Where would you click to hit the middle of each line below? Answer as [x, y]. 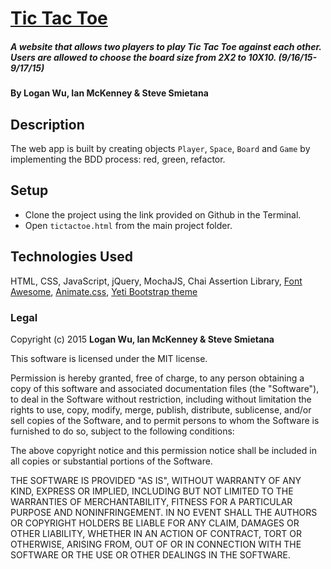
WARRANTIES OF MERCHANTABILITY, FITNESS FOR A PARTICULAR [151, 501]
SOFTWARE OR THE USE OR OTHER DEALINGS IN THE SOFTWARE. [150, 554]
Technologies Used [71, 257]
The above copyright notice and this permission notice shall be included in [163, 450]
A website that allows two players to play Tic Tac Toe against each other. [166, 46]
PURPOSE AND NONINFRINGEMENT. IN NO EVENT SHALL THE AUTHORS [164, 512]
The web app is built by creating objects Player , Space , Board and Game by [160, 148]
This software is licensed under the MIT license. [109, 358]
